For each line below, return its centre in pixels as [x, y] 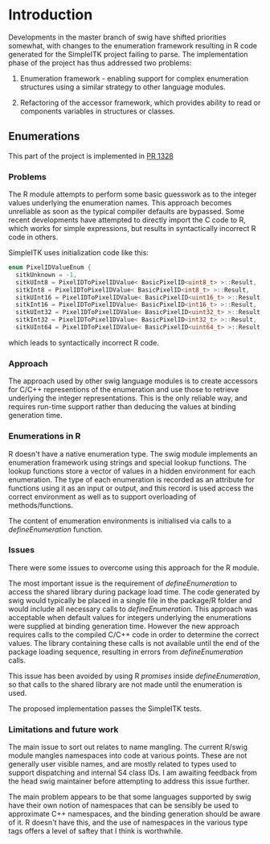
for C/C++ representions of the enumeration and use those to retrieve [124, 390]
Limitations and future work [63, 729]
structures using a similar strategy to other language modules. [123, 87]
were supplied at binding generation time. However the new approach [124, 626]
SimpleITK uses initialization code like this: [78, 253]
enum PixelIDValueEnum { [50, 267]
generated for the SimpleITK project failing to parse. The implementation [128, 54]
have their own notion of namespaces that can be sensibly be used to [124, 805]
